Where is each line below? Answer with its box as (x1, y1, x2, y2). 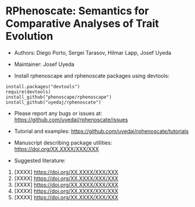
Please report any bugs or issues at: (14, 109, 103, 117)
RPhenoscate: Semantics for (5, 4, 149, 18)
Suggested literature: (14, 156, 66, 164)
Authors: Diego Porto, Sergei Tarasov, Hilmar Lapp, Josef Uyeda (14, 49, 171, 56)
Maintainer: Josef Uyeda (14, 61, 75, 68)
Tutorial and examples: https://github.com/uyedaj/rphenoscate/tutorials (14, 127, 189, 134)
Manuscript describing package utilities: (14, 139, 113, 146)
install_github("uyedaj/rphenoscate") (5, 99, 101, 105)
